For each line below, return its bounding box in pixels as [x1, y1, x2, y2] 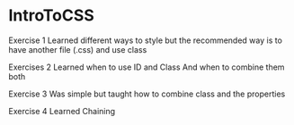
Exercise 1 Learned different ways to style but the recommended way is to [8, 35, 282, 46]
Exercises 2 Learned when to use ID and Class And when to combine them [8, 62, 285, 72]
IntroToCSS [8, 5, 95, 26]
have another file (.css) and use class [8, 44, 147, 54]
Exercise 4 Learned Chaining [8, 105, 116, 116]
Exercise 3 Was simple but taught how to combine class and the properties [8, 88, 286, 99]
